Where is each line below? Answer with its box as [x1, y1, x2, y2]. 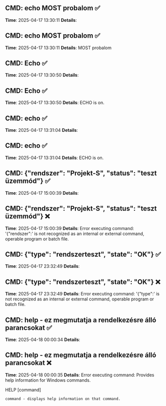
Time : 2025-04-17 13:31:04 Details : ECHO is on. [5, 155, 104, 161]
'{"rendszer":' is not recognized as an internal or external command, [5, 231, 145, 236]
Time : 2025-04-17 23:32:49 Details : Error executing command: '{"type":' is [5, 291, 160, 297]
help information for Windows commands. [5, 377, 91, 383]
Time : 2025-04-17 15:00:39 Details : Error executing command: [5, 225, 134, 231]
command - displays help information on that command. [5, 396, 121, 401]
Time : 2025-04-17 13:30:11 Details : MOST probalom [5, 45, 112, 51]
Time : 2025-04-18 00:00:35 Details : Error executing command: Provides [5, 372, 155, 378]
